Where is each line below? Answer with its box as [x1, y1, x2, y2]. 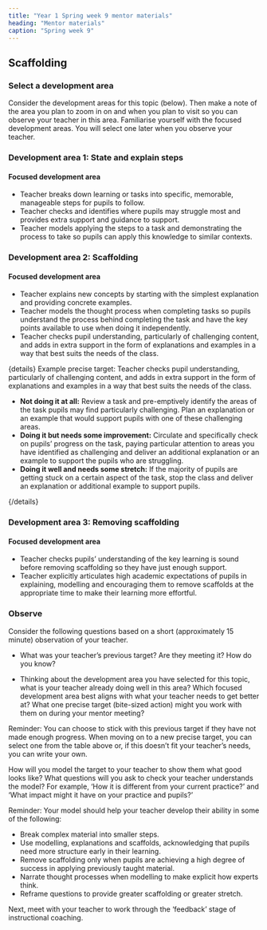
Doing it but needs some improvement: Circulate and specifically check [19, 430, 258, 440]
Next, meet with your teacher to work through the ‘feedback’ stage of [8, 904, 237, 914]
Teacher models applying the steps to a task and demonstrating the [19, 224, 242, 233]
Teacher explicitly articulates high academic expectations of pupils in [19, 572, 247, 581]
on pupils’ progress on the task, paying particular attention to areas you [19, 439, 255, 449]
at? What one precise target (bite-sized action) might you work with [19, 699, 242, 709]
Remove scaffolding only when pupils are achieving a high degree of [19, 855, 245, 865]
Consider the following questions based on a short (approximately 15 [8, 626, 234, 635]
